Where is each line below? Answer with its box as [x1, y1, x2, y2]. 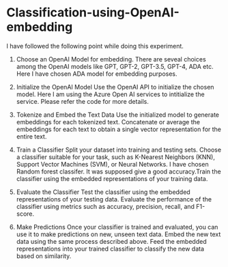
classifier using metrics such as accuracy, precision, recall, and [16, 202, 195, 210]
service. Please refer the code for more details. [16, 97, 149, 105]
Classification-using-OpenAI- [6, 5, 180, 20]
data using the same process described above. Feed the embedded [16, 237, 207, 245]
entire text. [16, 132, 47, 141]
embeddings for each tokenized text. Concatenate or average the [16, 117, 201, 126]
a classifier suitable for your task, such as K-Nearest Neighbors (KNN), [16, 152, 216, 161]
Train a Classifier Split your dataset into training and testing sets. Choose [16, 145, 222, 154]
